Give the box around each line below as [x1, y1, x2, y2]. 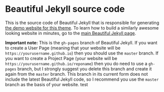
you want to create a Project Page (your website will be [5, 55, 118, 61]
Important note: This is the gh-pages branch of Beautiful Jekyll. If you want [5, 39, 158, 45]
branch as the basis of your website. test [5, 81, 88, 87]
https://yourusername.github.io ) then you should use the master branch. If [5, 50, 159, 56]
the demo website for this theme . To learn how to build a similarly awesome [5, 25, 159, 31]
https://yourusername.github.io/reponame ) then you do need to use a [5, 61, 148, 66]
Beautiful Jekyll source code [5, 3, 125, 15]
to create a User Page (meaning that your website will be [5, 45, 121, 51]
